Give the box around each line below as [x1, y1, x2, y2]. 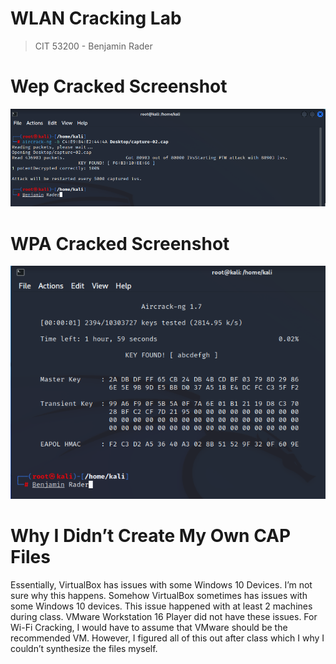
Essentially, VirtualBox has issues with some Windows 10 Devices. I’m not [10, 578, 313, 591]
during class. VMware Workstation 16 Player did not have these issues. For [10, 610, 318, 622]
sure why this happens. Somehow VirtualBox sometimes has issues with [10, 589, 308, 601]
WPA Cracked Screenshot [10, 232, 230, 255]
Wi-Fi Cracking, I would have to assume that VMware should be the [10, 621, 288, 633]
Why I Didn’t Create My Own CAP [10, 524, 292, 547]
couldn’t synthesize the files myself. [10, 642, 158, 654]
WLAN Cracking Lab [10, 7, 182, 30]
